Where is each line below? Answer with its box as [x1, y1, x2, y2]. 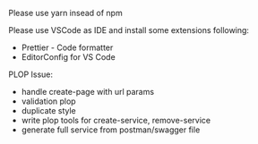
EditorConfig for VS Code [21, 52, 116, 62]
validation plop [21, 96, 77, 106]
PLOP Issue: [8, 69, 54, 80]
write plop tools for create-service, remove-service [21, 115, 211, 125]
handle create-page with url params [21, 87, 154, 97]
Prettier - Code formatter [21, 42, 114, 53]
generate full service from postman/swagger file [21, 124, 201, 135]
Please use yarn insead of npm [8, 8, 123, 18]
